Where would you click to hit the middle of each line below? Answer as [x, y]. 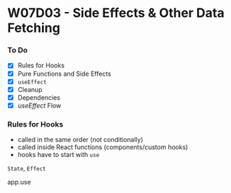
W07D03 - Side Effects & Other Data [116, 13]
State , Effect [27, 168]
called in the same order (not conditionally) [80, 140]
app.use [19, 182]
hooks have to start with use [58, 155]
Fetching [34, 28]
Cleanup [30, 89]
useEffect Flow [39, 105]
